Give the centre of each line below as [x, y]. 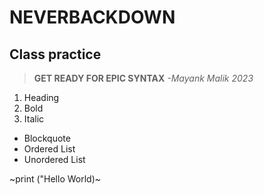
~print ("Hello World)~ [55, 179]
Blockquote [47, 138]
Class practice [55, 54]
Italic [34, 119]
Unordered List [54, 159]
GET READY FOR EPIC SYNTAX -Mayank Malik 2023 [143, 78]
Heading [41, 97]
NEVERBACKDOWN [92, 17]
